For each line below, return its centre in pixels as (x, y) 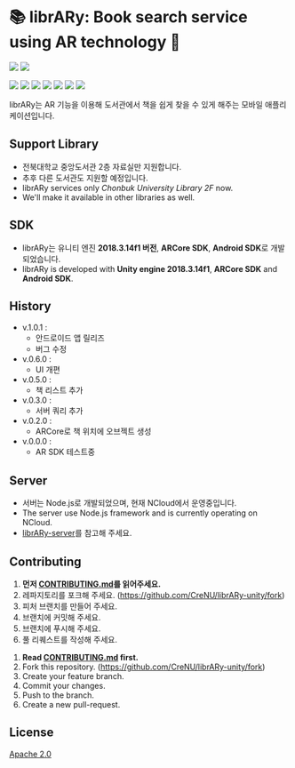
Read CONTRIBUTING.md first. (80, 657)
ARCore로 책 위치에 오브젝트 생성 (93, 431)
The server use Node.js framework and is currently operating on (140, 513)
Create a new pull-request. (71, 704)
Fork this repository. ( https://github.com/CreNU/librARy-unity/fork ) (144, 667)
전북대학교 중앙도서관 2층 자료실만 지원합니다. (102, 166)
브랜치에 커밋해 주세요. (61, 617)
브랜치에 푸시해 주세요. (61, 628)
